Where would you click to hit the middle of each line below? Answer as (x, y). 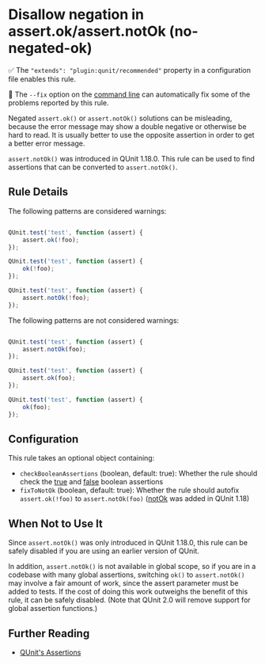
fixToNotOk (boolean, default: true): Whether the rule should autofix (129, 490)
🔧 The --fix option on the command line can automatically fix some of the (129, 94)
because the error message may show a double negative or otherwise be (127, 126)
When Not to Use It (55, 524)
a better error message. (47, 143)
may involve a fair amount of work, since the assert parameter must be (123, 583)
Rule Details (38, 192)
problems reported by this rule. (59, 102)
